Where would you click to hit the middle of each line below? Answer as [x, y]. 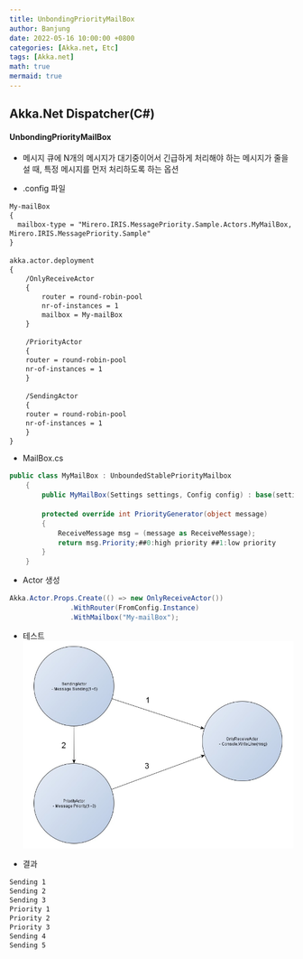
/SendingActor [52, 396]
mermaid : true [36, 77]
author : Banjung [40, 28]
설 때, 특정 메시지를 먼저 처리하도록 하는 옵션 [101, 169]
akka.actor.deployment [52, 261]
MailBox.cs [43, 458]
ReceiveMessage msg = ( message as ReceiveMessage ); [156, 533]
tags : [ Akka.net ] [42, 57]
